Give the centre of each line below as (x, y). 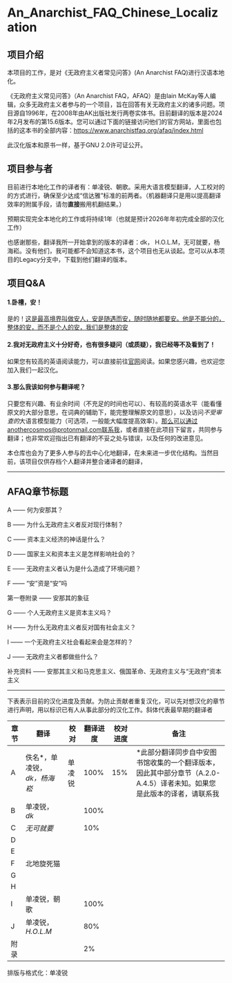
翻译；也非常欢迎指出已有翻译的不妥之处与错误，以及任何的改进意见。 (107, 438)
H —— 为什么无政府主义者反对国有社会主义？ (72, 627)
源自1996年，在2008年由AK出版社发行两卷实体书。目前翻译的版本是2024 (118, 113)
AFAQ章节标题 (38, 492)
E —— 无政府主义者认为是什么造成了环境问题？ (74, 569)
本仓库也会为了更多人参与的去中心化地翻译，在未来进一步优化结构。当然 (110, 452)
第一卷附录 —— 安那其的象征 (48, 598)
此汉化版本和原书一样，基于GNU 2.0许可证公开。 (77, 145)
